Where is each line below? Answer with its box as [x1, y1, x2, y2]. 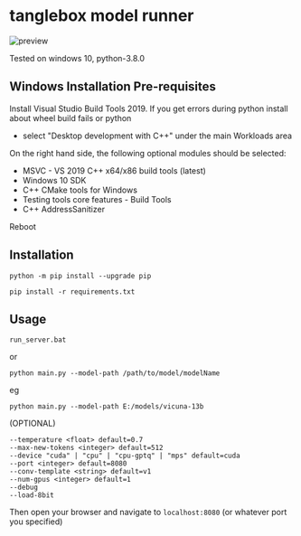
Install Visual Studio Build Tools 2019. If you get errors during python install [9, 103, 288, 114]
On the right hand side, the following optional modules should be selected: [9, 147, 287, 158]
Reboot [9, 221, 36, 231]
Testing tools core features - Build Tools [22, 193, 172, 204]
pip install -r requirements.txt [9, 287, 136, 296]
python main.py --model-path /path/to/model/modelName [9, 369, 221, 378]
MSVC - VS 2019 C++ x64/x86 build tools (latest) [22, 165, 206, 176]
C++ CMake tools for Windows [22, 184, 138, 195]
